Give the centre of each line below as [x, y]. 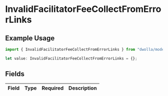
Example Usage [30, 38]
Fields [15, 74]
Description [83, 88]
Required [53, 88]
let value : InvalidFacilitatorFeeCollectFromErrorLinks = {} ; [71, 58]
